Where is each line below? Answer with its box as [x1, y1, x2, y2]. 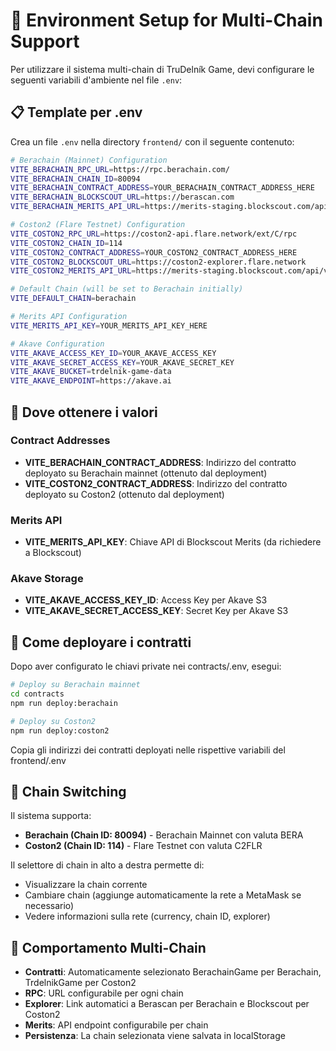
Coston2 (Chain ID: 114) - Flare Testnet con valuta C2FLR [24, 840, 263, 852]
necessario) [24, 900, 75, 912]
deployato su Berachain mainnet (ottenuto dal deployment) [24, 467, 268, 479]
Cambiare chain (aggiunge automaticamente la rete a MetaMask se [24, 889, 302, 901]
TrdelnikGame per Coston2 [24, 977, 137, 989]
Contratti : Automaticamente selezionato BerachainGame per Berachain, [24, 966, 322, 978]
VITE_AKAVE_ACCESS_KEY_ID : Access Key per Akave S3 [24, 594, 268, 606]
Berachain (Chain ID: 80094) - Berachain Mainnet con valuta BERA [24, 829, 304, 841]
